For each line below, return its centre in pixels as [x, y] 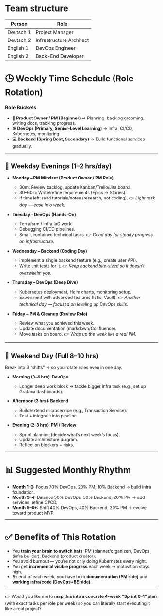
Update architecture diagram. [49, 440]
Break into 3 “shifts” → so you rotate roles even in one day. [64, 368]
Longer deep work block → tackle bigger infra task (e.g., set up [82, 386]
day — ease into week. [42, 205]
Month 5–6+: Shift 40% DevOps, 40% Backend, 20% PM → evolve [79, 507]
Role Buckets [21, 108]
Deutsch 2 [19, 40]
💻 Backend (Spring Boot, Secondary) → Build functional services [78, 139]
